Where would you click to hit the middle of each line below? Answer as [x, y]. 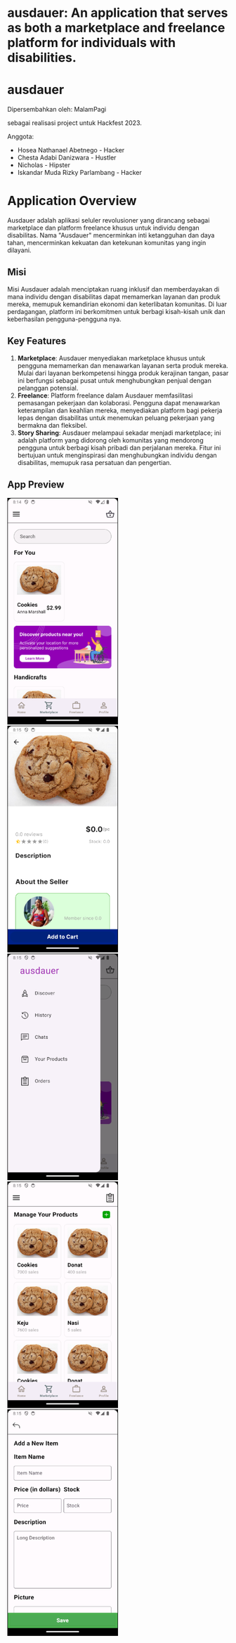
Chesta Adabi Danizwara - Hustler [67, 158]
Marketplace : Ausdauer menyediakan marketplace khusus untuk [111, 358]
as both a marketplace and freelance [116, 28]
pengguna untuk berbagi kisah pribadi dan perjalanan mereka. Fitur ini [119, 447]
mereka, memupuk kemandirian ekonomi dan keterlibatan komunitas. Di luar [117, 304]
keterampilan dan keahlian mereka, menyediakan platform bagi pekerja [120, 410]
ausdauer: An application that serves [118, 13]
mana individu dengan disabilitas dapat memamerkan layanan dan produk [114, 296]
